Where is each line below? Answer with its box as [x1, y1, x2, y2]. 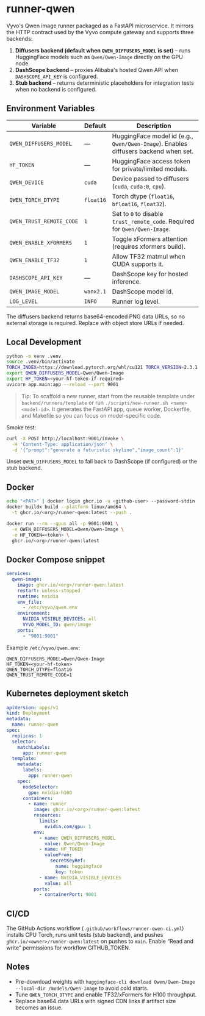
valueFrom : [45, 852, 72, 858]
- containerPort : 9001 [38, 892, 97, 898]
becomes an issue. [15, 1004, 63, 1011]
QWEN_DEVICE [9, 179, 45, 186]
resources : [33, 812, 62, 818]
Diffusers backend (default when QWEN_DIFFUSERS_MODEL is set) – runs [15, 46, 191, 54]
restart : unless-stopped [17, 587, 81, 593]
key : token [55, 868, 84, 875]
